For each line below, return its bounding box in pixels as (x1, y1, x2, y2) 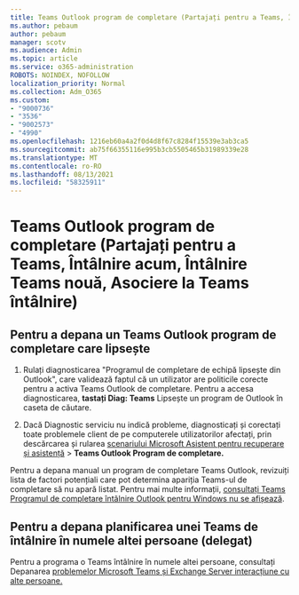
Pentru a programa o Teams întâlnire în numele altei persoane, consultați (10, 556, 276, 567)
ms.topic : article (10, 54, 78, 63)
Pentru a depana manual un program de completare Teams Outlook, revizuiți (10, 465, 289, 476)
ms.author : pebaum (10, 21, 78, 30)
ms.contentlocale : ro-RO (10, 162, 102, 171)
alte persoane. (10, 575, 63, 586)
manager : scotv (10, 37, 67, 47)
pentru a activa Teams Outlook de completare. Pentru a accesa (22, 384, 254, 394)
